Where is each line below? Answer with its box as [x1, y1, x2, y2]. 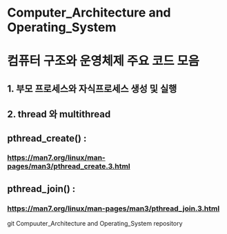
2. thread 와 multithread [7, 108, 111, 120]
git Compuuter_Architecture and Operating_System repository [7, 220, 183, 228]
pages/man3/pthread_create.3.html [7, 162, 130, 171]
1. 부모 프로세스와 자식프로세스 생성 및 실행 [7, 83, 177, 95]
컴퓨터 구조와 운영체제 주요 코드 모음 [7, 53, 200, 69]
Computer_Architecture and [7, 5, 171, 21]
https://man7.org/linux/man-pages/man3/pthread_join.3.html [7, 204, 220, 213]
